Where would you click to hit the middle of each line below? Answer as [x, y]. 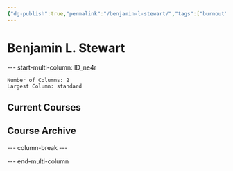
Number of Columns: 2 [38, 80]
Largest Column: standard [44, 86]
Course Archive [42, 131]
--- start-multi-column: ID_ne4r [52, 67]
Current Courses [44, 107]
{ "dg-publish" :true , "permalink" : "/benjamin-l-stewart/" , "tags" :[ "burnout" [118, 14]
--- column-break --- [37, 147]
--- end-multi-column [38, 161]
